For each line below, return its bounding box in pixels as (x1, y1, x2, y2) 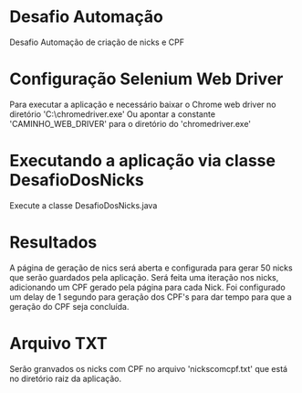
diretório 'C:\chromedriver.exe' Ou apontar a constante (9, 108, 216, 120)
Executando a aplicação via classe (9, 151, 276, 171)
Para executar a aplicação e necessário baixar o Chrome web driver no (9, 99, 276, 110)
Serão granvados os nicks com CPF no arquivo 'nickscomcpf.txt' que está (9, 363, 288, 374)
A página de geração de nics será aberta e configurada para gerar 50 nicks (9, 262, 294, 273)
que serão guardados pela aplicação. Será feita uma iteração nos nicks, (9, 271, 279, 282)
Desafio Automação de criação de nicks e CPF (9, 37, 185, 48)
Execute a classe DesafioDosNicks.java (9, 199, 158, 211)
